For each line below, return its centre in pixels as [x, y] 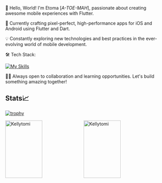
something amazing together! [36, 82]
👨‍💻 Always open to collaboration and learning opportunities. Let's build [80, 76]
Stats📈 [17, 98]
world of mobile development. [56, 44]
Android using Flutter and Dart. [38, 29]
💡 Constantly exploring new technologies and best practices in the [75, 39]
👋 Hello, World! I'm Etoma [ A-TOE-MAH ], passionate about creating [76, 8]
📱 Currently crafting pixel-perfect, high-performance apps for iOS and [79, 23]
